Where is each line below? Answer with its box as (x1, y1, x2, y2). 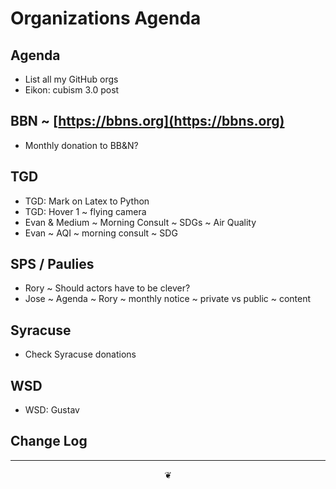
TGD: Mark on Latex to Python (24, 195, 150, 207)
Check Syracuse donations (24, 348, 137, 361)
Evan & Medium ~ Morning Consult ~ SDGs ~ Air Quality (24, 216, 257, 228)
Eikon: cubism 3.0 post (24, 84, 120, 96)
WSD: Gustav (24, 404, 80, 416)
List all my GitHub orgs (24, 73, 119, 85)
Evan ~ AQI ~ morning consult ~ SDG (24, 227, 178, 239)
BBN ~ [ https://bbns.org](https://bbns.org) (10, 113, 285, 130)
